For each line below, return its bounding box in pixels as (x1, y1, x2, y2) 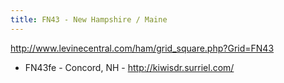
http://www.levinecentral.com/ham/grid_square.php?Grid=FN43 (10, 42, 275, 54)
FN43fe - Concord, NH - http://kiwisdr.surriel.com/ (24, 61, 235, 73)
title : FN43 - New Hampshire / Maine (10, 14, 168, 25)
